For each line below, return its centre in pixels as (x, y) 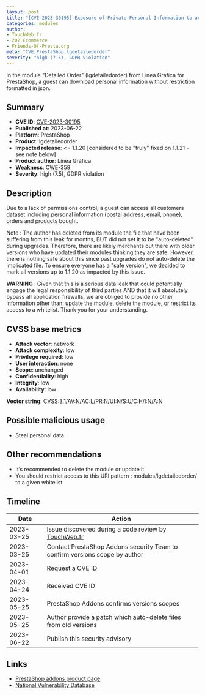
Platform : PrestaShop (42, 135)
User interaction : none (44, 363)
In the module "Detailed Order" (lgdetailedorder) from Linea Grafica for (95, 75)
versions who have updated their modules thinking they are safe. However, (100, 252)
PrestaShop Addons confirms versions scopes (113, 603)
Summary (25, 107)
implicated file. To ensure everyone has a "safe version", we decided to (96, 265)
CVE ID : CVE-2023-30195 (48, 122)
